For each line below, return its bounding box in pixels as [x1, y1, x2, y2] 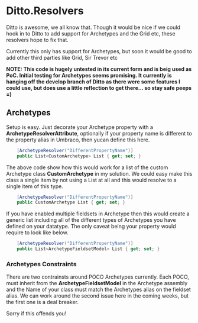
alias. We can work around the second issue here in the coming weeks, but [6, 292, 189, 299]
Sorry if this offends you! [6, 310, 67, 317]
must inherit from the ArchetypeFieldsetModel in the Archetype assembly [6, 280, 188, 287]
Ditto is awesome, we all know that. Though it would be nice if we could [6, 24, 180, 31]
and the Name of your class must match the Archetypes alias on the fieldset [6, 286, 191, 293]
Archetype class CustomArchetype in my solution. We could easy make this [6, 170, 193, 177]
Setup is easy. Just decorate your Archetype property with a [6, 123, 154, 131]
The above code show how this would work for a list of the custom [6, 164, 168, 171]
